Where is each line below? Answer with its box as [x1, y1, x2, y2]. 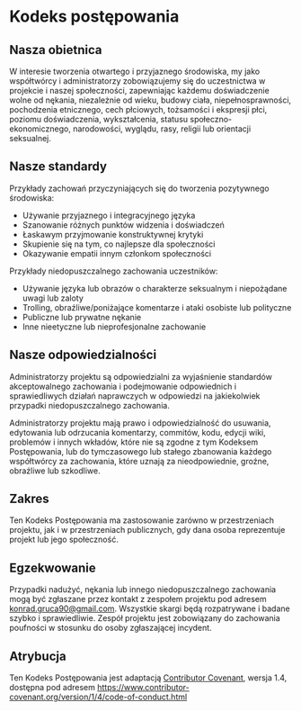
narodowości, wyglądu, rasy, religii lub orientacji [73, 123, 252, 134]
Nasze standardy [9, 159, 108, 175]
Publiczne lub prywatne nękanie [22, 311, 142, 322]
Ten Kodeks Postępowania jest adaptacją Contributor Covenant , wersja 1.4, [9, 672, 288, 683]
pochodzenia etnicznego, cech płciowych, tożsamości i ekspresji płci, [9, 104, 268, 114]
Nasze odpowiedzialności [9, 347, 157, 363]
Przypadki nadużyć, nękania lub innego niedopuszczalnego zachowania [9, 584, 277, 595]
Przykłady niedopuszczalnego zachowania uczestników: [9, 265, 218, 276]
